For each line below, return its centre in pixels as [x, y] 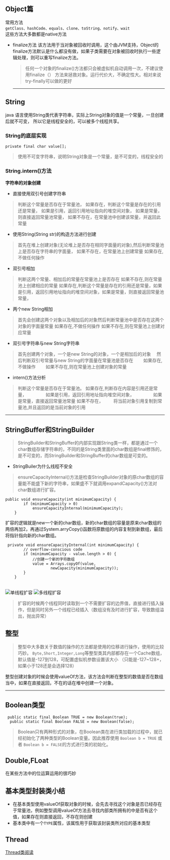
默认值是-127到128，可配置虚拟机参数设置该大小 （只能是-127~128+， [91, 659]
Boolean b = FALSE [43, 745]
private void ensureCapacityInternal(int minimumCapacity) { [73, 545]
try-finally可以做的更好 [49, 81]
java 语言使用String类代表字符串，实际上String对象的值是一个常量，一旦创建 [85, 115]
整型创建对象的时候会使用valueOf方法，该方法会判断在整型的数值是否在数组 [84, 676]
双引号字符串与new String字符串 [46, 343]
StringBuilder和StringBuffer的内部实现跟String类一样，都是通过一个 [88, 443]
